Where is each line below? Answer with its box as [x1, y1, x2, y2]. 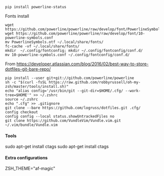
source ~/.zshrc [5, 97, 38, 102]
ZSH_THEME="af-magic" [5, 166, 55, 172]
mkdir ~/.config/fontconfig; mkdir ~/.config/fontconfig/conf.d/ [5, 48, 143, 53]
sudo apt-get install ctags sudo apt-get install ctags [5, 144, 109, 150]
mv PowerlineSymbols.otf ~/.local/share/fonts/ [5, 39, 104, 44]
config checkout [5, 110, 38, 115]
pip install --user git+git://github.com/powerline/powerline [5, 76, 134, 80]
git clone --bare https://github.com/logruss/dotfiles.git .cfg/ [5, 105, 141, 110]
